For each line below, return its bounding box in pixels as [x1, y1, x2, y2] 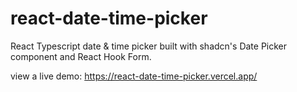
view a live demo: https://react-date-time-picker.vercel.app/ [10, 70, 258, 82]
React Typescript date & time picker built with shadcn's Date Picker [10, 40, 288, 52]
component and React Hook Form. [10, 50, 152, 62]
